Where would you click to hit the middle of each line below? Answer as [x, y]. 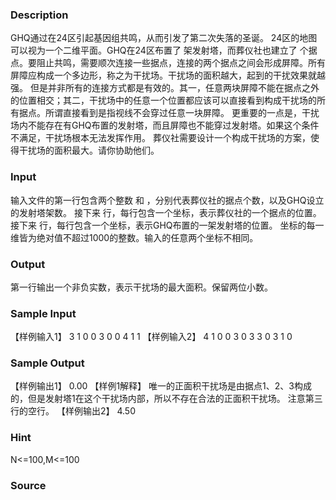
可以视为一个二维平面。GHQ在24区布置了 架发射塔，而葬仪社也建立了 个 [159, 50]
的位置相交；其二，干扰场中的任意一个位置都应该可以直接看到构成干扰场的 [163, 100]
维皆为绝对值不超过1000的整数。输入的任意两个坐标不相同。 [134, 237]
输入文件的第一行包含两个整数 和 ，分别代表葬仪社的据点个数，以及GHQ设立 [167, 200]
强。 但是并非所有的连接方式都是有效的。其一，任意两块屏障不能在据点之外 [165, 88]
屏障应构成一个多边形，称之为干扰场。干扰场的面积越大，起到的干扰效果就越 [168, 75]
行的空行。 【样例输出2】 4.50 [73, 411]
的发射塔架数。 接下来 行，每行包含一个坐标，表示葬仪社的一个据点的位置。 [166, 212]
